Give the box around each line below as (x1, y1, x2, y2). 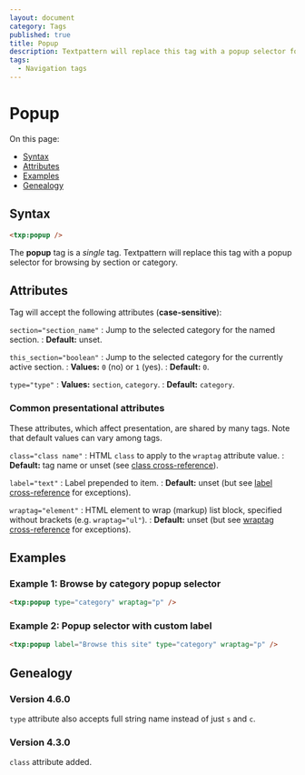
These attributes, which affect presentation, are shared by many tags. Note (9, 422, 290, 433)
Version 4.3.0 (9, 736, 71, 749)
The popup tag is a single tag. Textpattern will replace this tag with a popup (9, 247, 292, 257)
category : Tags (9, 22, 67, 31)
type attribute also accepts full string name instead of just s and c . (9, 713, 256, 724)
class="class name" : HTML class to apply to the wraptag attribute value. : (9, 449, 285, 460)
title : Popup (9, 38, 59, 48)
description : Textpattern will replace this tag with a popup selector (9, 47, 286, 56)
